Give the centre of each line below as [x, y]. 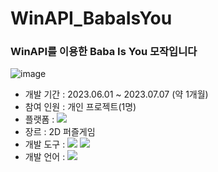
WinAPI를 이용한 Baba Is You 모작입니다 [104, 52]
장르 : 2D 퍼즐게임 [60, 132]
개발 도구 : [45, 144]
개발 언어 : [45, 157]
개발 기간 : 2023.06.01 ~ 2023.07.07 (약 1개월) [116, 94]
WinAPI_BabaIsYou [91, 18]
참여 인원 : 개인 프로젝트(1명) [80, 107]
